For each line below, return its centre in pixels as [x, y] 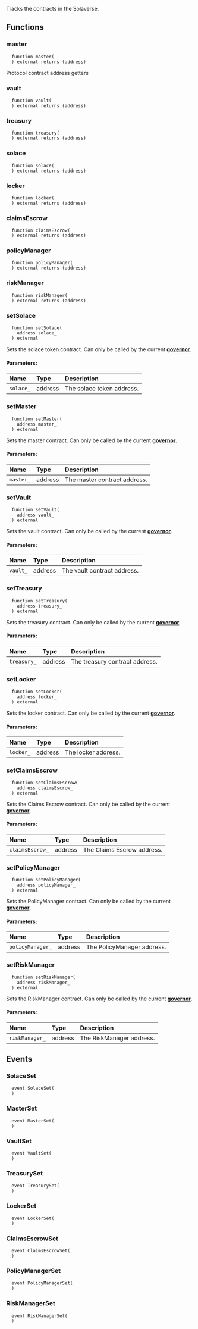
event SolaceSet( [33, 1089]
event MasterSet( [33, 1121]
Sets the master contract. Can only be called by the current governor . [92, 440]
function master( [33, 57]
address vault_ [36, 515]
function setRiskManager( [44, 977]
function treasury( [36, 133]
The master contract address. [106, 480]
